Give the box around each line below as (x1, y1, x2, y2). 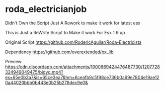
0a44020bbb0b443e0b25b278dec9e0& (5, 80, 88, 86)
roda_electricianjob (5, 3, 87, 15)
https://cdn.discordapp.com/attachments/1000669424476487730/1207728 (5, 64, 160, 70)
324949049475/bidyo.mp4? (5, 69, 64, 75)
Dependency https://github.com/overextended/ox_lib (5, 49, 114, 55)
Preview (5, 58, 22, 64)
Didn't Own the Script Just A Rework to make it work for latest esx (5, 20, 141, 26)
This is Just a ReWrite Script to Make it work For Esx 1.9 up (5, 29, 125, 35)
